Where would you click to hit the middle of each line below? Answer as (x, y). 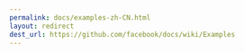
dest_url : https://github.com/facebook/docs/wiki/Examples (122, 34)
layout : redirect (42, 26)
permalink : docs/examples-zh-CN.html (80, 18)
